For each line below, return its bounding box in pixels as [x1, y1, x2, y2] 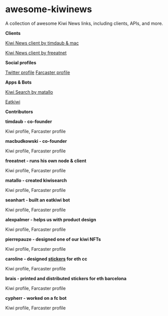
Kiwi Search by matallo [5, 89, 53, 95]
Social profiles [5, 59, 37, 65]
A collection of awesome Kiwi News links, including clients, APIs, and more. [5, 20, 163, 26]
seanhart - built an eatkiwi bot [5, 196, 70, 203]
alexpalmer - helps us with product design [5, 216, 96, 222]
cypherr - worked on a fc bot [5, 295, 67, 301]
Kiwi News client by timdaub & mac [5, 39, 79, 46]
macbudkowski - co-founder [5, 138, 68, 144]
